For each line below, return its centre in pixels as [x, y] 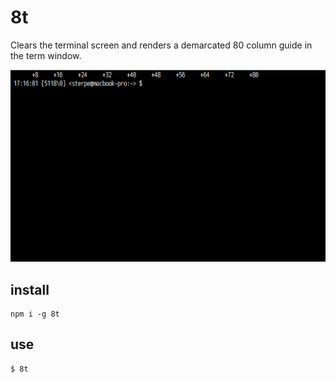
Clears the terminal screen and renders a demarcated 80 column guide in [161, 45]
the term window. [46, 55]
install [30, 289]
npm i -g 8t [35, 314]
